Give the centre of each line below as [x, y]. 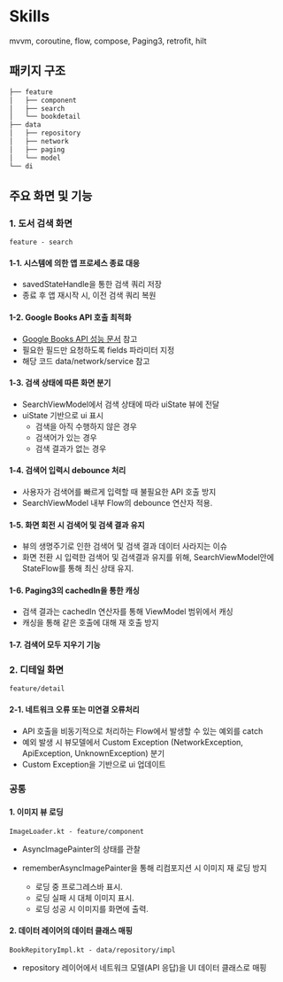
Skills [30, 16]
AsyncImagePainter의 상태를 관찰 [81, 849]
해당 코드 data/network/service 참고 [86, 361]
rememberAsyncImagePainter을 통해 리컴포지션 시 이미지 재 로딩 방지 [144, 868]
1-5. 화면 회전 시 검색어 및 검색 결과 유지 [77, 525]
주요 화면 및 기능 [51, 195]
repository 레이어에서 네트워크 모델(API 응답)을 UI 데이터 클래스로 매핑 [144, 967]
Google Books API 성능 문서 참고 [80, 339]
